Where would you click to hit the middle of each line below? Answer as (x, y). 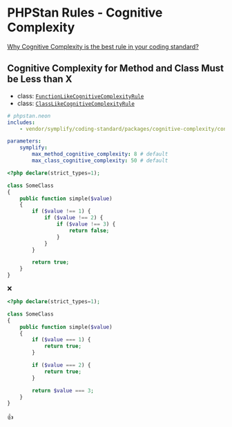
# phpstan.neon (29, 116)
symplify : (34, 148)
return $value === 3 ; (63, 390)
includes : (21, 122)
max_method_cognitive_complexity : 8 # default (100, 154)
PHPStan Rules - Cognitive (85, 13)
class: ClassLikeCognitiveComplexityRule (76, 103)
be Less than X (40, 79)
